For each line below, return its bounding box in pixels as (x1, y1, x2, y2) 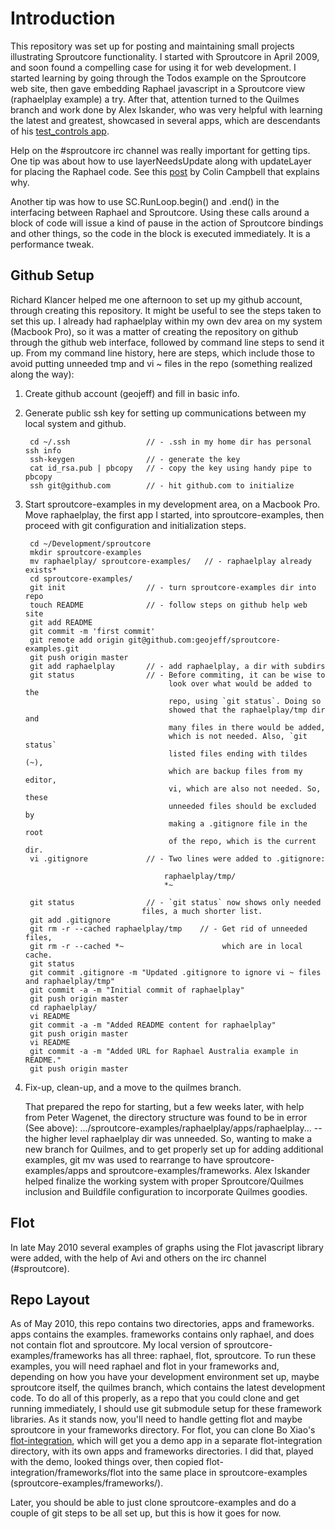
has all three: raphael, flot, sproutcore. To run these (104, 1350, 317, 1362)
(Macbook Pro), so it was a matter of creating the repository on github (10, 325, 299, 337)
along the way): (10, 368, 75, 380)
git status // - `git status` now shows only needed (29, 897, 322, 907)
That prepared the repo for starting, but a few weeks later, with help (24, 1100, 305, 1112)
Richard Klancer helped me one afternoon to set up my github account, (10, 293, 303, 306)
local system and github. (24, 417, 127, 429)
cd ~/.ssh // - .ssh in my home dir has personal (29, 437, 312, 447)
